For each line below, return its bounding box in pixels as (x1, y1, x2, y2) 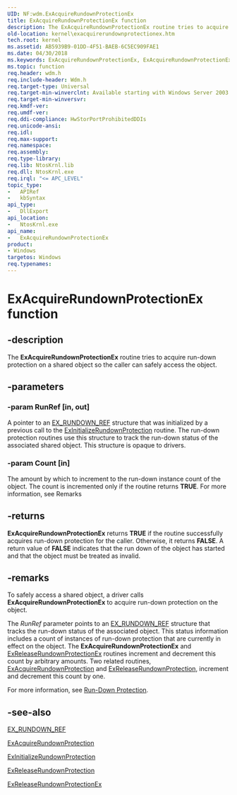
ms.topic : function (7, 63, 65, 70)
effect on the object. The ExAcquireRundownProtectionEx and (7, 642, 192, 651)
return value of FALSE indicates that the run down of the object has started (7, 544, 226, 552)
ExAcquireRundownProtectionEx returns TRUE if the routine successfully (7, 529, 224, 537)
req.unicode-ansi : (7, 122, 61, 130)
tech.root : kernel (7, 37, 61, 44)
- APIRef (7, 188, 39, 195)
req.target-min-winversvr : (7, 96, 87, 103)
